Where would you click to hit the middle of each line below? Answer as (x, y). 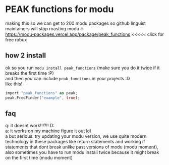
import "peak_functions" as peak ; (42, 93)
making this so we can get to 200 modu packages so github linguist (76, 23)
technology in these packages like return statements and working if (75, 142)
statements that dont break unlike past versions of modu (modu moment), (82, 147)
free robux (16, 39)
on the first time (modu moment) (39, 158)
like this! (14, 84)
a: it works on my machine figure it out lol (48, 131)
